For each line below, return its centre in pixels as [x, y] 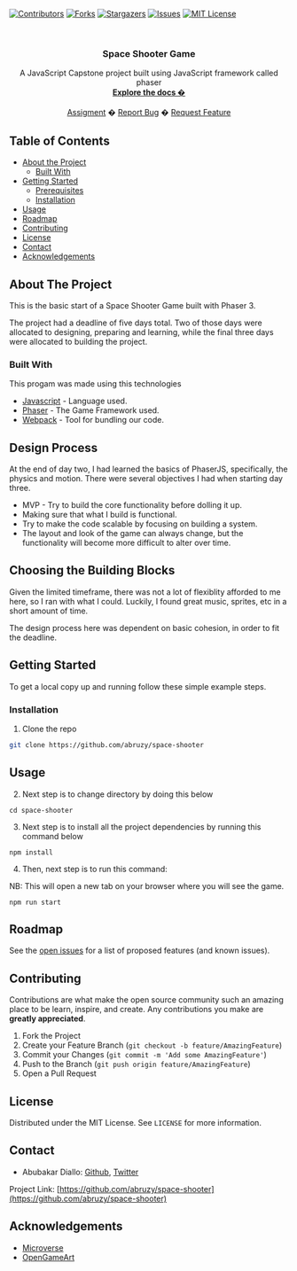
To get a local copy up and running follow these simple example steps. [138, 686]
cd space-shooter [41, 810]
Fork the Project [51, 1036]
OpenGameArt [48, 1257]
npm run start [35, 902]
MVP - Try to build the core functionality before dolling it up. [132, 505]
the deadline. [33, 637]
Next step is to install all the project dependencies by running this [141, 827]
